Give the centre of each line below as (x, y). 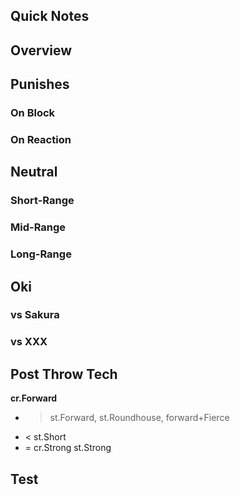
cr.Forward (34, 398)
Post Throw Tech (64, 374)
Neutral (34, 172)
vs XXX (29, 342)
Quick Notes (50, 16)
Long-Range (41, 254)
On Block (33, 113)
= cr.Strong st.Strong (68, 448)
